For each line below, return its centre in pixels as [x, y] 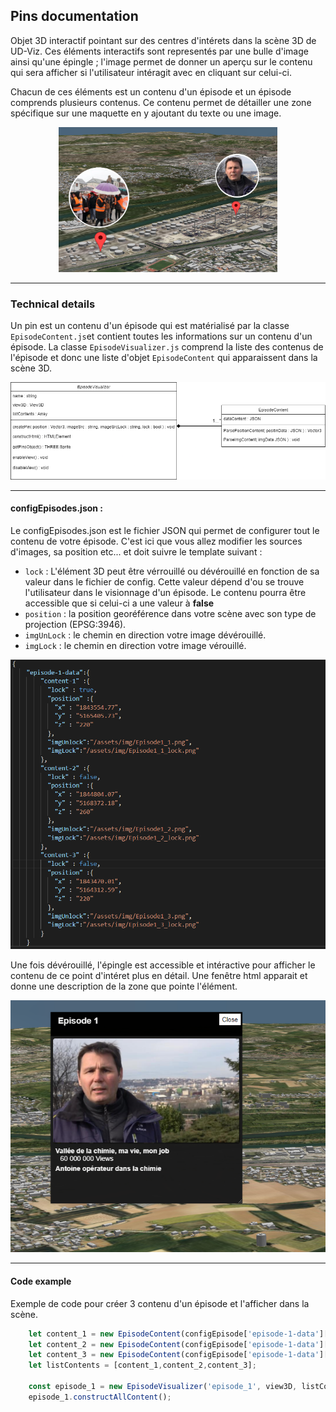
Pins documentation [74, 16]
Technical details [53, 304]
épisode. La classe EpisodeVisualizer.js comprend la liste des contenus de [167, 347]
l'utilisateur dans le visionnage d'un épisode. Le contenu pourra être [165, 592]
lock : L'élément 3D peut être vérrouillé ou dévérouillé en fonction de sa [172, 571]
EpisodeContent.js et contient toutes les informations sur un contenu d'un [161, 336]
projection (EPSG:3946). [75, 624]
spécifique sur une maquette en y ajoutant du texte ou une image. [146, 113]
